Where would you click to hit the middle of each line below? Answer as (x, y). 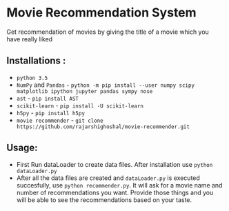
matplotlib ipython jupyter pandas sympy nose (84, 91)
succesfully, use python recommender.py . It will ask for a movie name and (119, 185)
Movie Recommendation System (102, 13)
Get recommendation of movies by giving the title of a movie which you (108, 32)
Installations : (36, 61)
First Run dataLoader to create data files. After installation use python (114, 164)
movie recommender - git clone (60, 120)
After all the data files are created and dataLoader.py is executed (108, 178)
